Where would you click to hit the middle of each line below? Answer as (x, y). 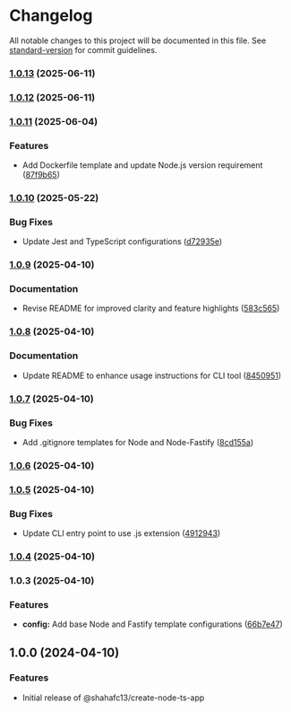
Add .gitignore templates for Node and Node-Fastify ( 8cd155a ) (138, 442)
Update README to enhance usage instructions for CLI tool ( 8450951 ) (152, 375)
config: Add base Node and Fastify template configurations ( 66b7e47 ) (153, 624)
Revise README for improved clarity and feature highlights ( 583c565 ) (151, 308)
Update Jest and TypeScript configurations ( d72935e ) (122, 242)
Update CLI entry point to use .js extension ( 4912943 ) (121, 533)
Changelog (51, 16)
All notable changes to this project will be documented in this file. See (138, 40)
